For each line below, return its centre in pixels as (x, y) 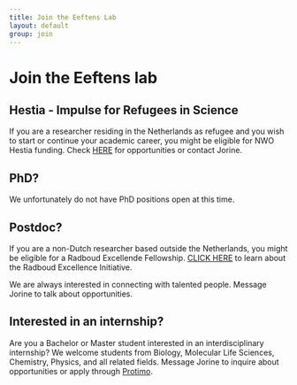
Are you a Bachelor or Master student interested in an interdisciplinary (137, 343)
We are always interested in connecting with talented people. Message (138, 285)
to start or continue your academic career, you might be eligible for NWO (142, 141)
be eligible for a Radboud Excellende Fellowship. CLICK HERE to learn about (147, 258)
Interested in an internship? (87, 322)
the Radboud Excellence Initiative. (71, 267)
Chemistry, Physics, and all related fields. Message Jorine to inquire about (145, 362)
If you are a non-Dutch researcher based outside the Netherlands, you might (148, 248)
